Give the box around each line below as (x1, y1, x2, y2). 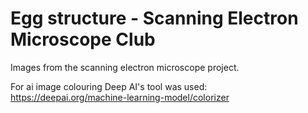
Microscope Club (10, 28, 156, 51)
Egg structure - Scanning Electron (10, 7, 299, 30)
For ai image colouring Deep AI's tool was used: (10, 80, 208, 92)
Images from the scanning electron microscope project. (10, 61, 240, 73)
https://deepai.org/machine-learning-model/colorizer (10, 91, 230, 103)
